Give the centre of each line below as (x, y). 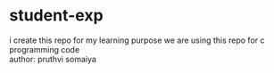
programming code (45, 49)
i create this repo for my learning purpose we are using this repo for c (137, 40)
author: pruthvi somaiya (53, 59)
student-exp (57, 16)
